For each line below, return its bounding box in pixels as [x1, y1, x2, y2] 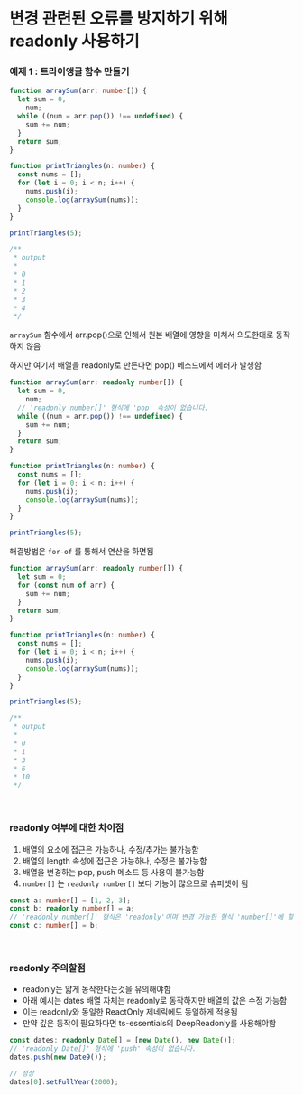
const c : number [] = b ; [9, 921, 99, 930]
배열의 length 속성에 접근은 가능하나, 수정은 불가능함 [22, 855, 207, 866]
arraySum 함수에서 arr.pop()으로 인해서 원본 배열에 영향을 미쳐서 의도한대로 [9, 329, 274, 340]
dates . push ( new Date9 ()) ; [9, 1053, 106, 1062]
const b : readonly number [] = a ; [9, 904, 135, 913]
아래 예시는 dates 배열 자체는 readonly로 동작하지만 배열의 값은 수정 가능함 [22, 996, 288, 1006]
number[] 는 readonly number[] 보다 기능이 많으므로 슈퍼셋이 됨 [22, 878, 249, 889]
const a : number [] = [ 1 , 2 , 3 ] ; [9, 896, 131, 905]
